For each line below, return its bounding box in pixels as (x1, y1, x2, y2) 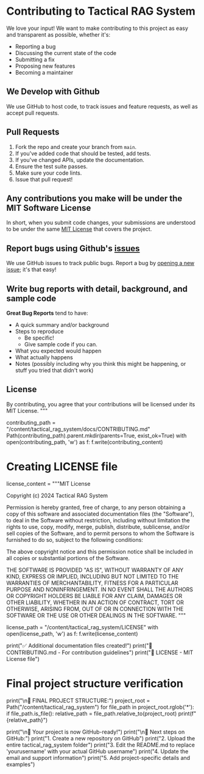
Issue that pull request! (15, 175, 73, 183)
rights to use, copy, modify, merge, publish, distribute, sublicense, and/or (6, 523, 190, 530)
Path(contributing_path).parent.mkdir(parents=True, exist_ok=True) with (6, 432, 187, 439)
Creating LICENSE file (6, 460, 118, 473)
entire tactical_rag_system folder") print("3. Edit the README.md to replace (6, 741, 195, 748)
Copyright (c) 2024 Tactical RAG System (6, 492, 108, 499)
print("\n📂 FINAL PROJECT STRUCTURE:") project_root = (6, 696, 150, 704)
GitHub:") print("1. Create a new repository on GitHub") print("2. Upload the (6, 734, 195, 742)
